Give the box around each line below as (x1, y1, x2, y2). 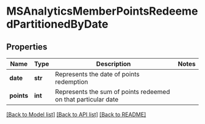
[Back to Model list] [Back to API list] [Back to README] (6, 111, 146, 118)
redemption (54, 78, 88, 86)
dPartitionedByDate (6, 17, 109, 31)
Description (96, 60, 131, 68)
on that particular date (54, 95, 119, 103)
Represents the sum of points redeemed (54, 87, 170, 96)
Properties (6, 42, 48, 52)
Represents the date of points (54, 70, 140, 78)
